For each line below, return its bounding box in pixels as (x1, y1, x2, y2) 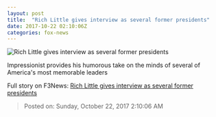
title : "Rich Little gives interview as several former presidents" (7, 16, 211, 23)
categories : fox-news (7, 29, 69, 36)
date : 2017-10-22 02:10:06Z (7, 23, 88, 29)
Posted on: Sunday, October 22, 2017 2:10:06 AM (23, 102, 163, 110)
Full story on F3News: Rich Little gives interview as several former (7, 81, 194, 90)
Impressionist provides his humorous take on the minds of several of (7, 61, 201, 69)
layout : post (7, 10, 45, 17)
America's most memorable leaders (7, 68, 108, 77)
